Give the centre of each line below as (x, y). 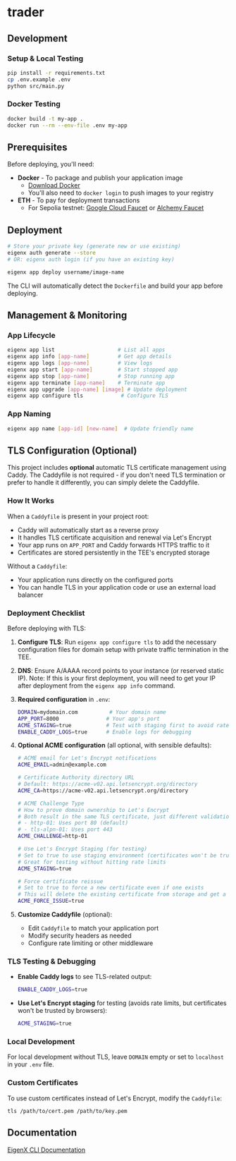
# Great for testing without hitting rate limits (92, 862)
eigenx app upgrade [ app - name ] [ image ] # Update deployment (98, 389)
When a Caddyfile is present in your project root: (78, 516)
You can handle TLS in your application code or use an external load (117, 587)
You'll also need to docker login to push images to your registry (120, 193)
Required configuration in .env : (64, 699)
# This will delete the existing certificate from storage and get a (122, 894)
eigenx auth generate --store (52, 253)
